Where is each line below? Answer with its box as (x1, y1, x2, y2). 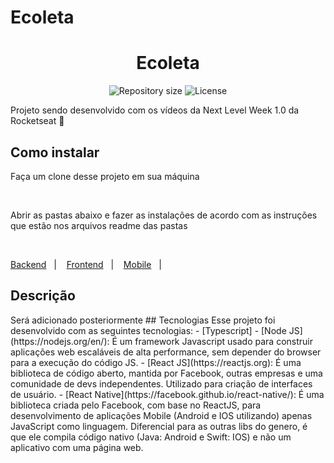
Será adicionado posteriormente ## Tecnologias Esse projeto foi (10, 314, 276, 326)
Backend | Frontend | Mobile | (10, 258, 162, 270)
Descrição (10, 287, 76, 305)
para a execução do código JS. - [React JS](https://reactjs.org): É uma (10, 356, 302, 368)
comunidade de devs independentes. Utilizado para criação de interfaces (10, 377, 313, 390)
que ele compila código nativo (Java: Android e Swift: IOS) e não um (10, 431, 292, 443)
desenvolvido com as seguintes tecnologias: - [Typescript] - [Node (10, 324, 287, 336)
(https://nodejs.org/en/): (10, 335, 110, 347)
